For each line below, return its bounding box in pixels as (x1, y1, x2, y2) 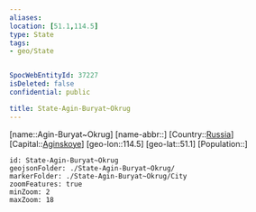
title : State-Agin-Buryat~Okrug (9, 104, 131, 113)
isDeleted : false (9, 79, 75, 88)
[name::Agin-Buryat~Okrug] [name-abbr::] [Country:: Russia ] (9, 128, 234, 140)
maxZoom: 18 (9, 195, 54, 204)
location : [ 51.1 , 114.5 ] (9, 22, 99, 31)
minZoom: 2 (9, 187, 50, 197)
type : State (9, 30, 54, 39)
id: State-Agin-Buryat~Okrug (9, 155, 119, 165)
